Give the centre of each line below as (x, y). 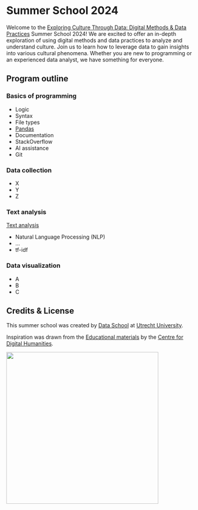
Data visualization (33, 266)
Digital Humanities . (30, 344)
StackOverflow (34, 141)
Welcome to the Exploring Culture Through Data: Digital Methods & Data (97, 27)
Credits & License (40, 311)
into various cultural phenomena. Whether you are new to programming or (99, 53)
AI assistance (32, 148)
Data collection (29, 170)
